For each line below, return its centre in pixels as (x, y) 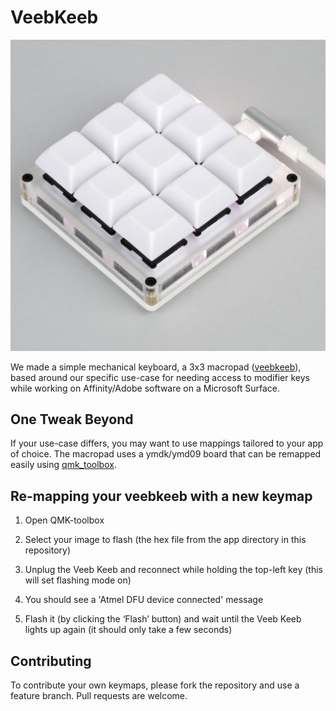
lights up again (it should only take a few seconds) (128, 630)
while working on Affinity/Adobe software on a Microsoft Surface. (145, 388)
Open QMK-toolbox (64, 520)
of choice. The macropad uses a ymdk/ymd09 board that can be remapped (166, 454)
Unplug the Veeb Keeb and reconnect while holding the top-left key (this (173, 570)
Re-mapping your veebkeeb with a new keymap (161, 496)
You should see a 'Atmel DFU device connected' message (144, 600)
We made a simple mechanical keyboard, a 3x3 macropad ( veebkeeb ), (156, 367)
